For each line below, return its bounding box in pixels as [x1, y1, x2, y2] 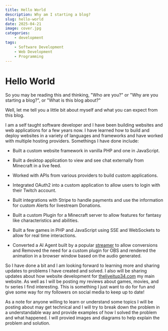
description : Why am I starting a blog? [5, 12, 91, 17]
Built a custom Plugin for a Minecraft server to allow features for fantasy [12, 212, 161, 218]
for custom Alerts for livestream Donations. [12, 202, 102, 208]
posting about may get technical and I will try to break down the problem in [5, 304, 160, 310]
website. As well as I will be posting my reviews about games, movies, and [5, 278, 159, 284]
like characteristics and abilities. [12, 217, 79, 223]
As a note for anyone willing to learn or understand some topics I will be [5, 299, 153, 305]
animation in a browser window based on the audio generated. [12, 253, 142, 259]
